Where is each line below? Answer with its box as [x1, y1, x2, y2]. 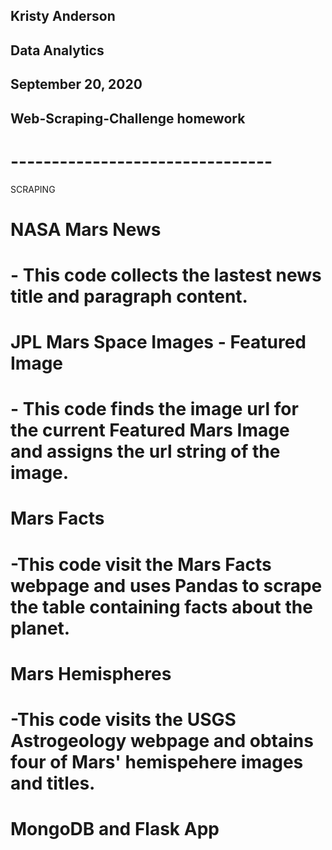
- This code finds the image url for [10, 398, 299, 421]
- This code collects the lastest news [10, 264, 322, 286]
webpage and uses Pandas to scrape [10, 574, 323, 597]
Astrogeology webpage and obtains [10, 730, 314, 752]
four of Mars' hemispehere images [10, 751, 304, 773]
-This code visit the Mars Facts [10, 553, 272, 576]
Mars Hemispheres [10, 662, 172, 685]
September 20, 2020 [10, 76, 143, 93]
